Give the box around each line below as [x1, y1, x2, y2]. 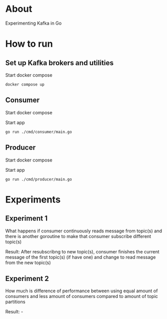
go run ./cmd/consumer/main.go [5, 129, 72, 134]
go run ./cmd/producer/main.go [5, 176, 72, 182]
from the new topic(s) [5, 260, 51, 266]
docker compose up [5, 82, 45, 87]
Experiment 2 [5, 274, 49, 283]
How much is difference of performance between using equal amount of [5, 288, 158, 294]
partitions [5, 298, 26, 305]
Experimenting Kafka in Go [5, 20, 62, 26]
